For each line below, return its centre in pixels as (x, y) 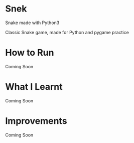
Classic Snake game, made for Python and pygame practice (67, 32)
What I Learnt (34, 87)
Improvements (36, 121)
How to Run (30, 53)
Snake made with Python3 (32, 23)
